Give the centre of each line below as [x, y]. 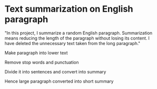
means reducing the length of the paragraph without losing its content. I [77, 38]
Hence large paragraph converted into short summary [59, 81]
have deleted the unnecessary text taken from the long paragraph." [73, 43]
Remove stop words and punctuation [42, 62]
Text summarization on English [69, 9]
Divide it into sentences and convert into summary [55, 71]
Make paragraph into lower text [36, 53]
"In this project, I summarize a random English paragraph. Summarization [78, 33]
